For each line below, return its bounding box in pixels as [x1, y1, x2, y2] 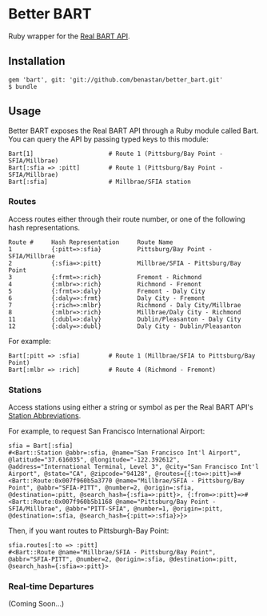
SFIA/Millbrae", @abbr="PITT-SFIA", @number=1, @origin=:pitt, [8, 505, 224, 513]
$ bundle [8, 82, 38, 90]
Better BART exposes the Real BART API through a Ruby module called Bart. [8, 126, 259, 135]
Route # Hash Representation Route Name [8, 238, 173, 246]
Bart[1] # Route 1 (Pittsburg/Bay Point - [8, 150, 224, 158]
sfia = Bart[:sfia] [8, 442, 74, 450]
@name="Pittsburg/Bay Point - [115, 498, 217, 506]
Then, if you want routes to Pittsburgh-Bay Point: [8, 526, 169, 536]
